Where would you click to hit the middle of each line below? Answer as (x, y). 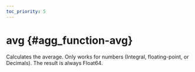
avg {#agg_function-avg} (70, 40)
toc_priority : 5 (26, 11)
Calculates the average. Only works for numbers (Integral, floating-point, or (97, 57)
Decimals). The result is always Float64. (54, 63)
